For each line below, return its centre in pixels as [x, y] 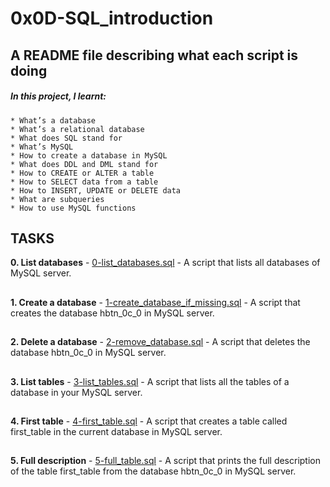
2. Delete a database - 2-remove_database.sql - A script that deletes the [160, 342]
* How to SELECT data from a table [84, 182]
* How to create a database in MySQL [89, 155]
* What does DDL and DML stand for [84, 164]
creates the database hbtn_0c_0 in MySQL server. [112, 313]
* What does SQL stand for [66, 138]
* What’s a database [53, 120]
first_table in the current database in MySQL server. [116, 431]
